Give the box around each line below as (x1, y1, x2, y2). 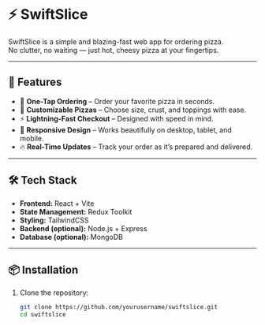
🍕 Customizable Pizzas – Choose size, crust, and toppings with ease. (19, 105, 247, 114)
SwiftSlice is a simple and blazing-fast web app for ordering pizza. (8, 36, 224, 47)
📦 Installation (8, 263, 79, 276)
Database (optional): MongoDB (19, 232, 124, 241)
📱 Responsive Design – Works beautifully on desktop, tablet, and (19, 125, 232, 134)
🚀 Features (8, 76, 62, 89)
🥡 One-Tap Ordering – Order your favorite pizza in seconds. (19, 96, 215, 106)
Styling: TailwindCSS (19, 215, 89, 225)
